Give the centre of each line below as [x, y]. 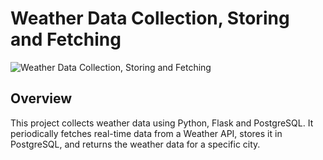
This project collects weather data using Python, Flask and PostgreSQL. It [162, 123]
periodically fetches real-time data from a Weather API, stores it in [146, 133]
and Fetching [66, 39]
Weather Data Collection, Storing [150, 18]
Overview [41, 98]
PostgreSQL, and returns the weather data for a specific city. [135, 144]
